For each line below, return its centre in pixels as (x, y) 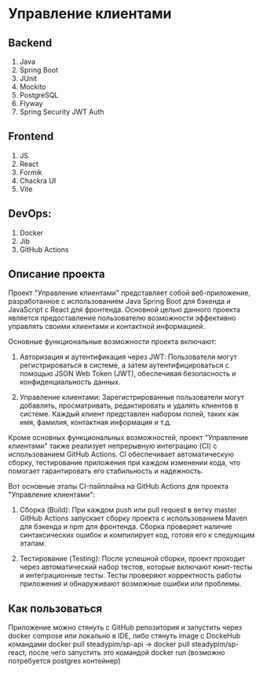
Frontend (31, 137)
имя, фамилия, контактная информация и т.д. (95, 423)
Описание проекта (57, 274)
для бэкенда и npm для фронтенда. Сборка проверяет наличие (126, 527)
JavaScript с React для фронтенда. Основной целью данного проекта (124, 310)
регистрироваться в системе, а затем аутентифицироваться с (124, 365)
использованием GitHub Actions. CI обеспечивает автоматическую (121, 454)
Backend (30, 43)
